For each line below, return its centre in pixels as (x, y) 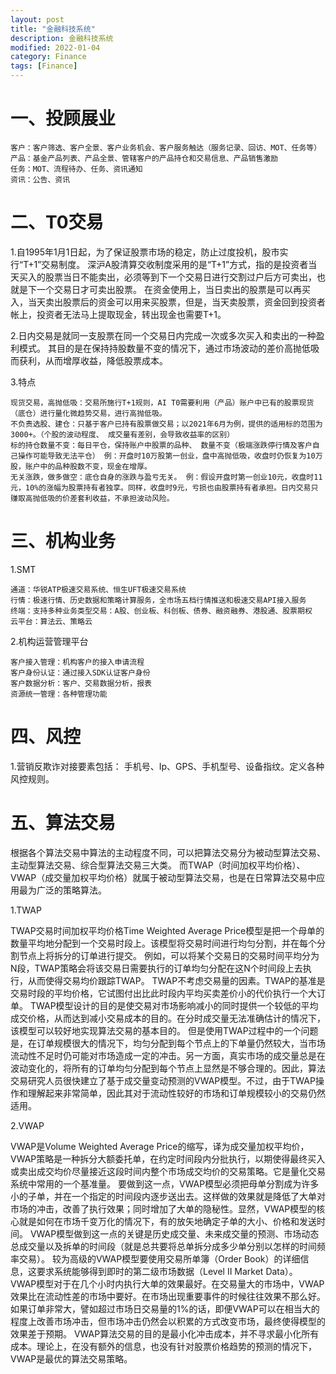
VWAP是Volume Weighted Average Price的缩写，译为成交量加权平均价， (160, 1146)
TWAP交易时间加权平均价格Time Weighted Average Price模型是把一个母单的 (167, 930)
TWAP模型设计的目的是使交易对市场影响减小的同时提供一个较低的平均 (174, 1005)
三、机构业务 (63, 541)
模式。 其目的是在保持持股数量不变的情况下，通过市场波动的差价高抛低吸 (169, 348)
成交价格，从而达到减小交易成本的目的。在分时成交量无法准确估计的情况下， (168, 1018)
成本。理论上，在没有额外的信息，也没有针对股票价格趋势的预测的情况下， (163, 1346)
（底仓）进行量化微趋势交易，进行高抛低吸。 (88, 413)
